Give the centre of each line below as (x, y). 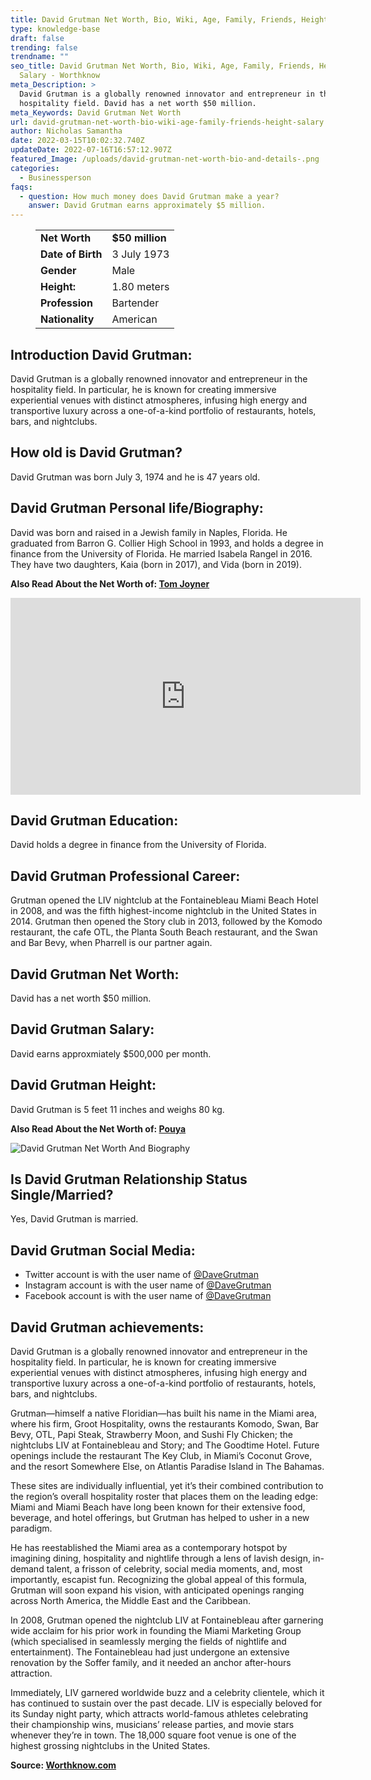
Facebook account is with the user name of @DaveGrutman (148, 1296)
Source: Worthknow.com (63, 1765)
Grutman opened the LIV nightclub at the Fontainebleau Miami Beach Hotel (164, 900)
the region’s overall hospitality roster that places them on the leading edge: (164, 1497)
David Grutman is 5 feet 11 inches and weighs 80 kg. (117, 1109)
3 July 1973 (140, 254)
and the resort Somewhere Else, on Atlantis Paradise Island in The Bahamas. (167, 1467)
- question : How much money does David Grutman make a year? (149, 196)
